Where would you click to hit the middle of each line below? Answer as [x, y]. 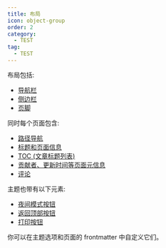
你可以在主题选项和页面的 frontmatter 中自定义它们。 [85, 237]
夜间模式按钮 [36, 204]
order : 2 [20, 27]
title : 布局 [24, 14]
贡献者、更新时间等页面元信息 [61, 165]
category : [22, 34]
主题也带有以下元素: [37, 189]
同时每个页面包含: [33, 123]
